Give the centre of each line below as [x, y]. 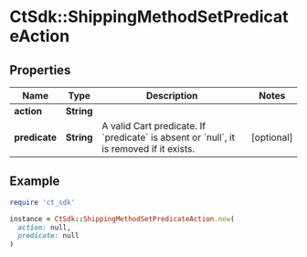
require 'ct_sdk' [42, 202]
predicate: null [48, 236]
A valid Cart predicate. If [154, 126]
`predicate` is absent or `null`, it [169, 137]
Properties [40, 70]
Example [35, 182]
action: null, [44, 227]
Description [172, 96]
